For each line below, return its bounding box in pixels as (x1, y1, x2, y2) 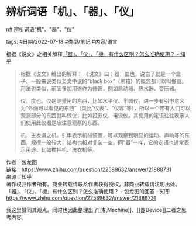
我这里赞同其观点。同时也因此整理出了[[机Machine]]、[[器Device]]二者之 (6, 206, 181, 213)
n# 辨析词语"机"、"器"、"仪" (6, 26, 75, 33)
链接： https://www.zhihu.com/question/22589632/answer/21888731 (6, 166, 171, 173)
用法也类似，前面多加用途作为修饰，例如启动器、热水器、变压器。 (20, 85, 180, 92)
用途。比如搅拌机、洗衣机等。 (25, 146, 98, 153)
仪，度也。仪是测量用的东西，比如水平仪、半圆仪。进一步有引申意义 (20, 97, 185, 104)
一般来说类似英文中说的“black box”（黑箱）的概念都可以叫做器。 (30, 77, 187, 85)
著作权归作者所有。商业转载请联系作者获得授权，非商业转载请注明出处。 (6, 180, 180, 187)
